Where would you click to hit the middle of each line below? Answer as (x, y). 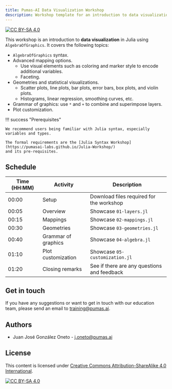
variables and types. (28, 133)
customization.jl (111, 258)
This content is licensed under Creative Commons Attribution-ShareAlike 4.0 (86, 365)
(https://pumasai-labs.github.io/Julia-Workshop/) (60, 147)
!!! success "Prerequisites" (33, 119)
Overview (54, 211)
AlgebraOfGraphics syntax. (41, 55)
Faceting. (30, 77)
